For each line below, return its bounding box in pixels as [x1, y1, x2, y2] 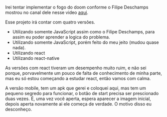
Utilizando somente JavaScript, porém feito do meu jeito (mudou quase [12, 39, 159, 45]
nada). [12, 45, 26, 50]
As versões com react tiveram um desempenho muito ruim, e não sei [5, 65, 147, 71]
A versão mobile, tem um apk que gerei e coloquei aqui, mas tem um [5, 85, 146, 91]
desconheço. [5, 107, 32, 112]
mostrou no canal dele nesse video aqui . [5, 9, 89, 15]
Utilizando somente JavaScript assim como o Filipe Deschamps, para [12, 29, 155, 34]
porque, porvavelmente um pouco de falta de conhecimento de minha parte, [5, 70, 162, 76]
